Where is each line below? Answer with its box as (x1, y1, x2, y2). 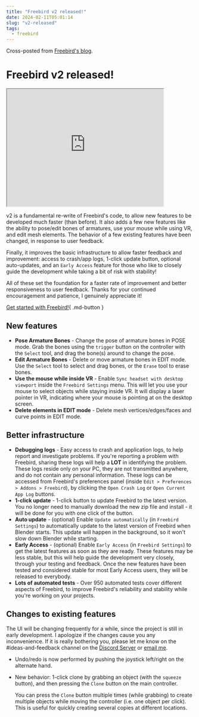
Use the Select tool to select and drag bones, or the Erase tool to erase (14, 362, 189, 369)
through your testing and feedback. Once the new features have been (14, 560, 186, 567)
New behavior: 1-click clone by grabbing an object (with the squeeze (14, 673, 182, 681)
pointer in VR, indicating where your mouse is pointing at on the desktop (14, 394, 192, 401)
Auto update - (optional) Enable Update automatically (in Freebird (14, 515, 179, 523)
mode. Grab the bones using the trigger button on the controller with (14, 343, 186, 350)
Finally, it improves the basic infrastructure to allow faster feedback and (6, 249, 182, 256)
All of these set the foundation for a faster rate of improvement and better (6, 280, 186, 287)
